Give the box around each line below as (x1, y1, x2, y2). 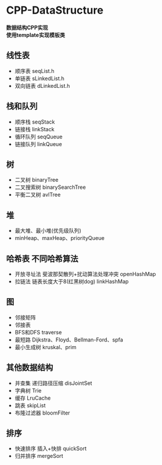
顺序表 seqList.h (14, 67, 55, 74)
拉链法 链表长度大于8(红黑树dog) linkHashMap (14, 278, 129, 285)
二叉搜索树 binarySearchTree (14, 184, 86, 191)
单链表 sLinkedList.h (14, 75, 65, 82)
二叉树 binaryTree (14, 176, 59, 184)
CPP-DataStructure (6, 4, 104, 17)
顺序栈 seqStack (14, 118, 55, 125)
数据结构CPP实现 (6, 24, 49, 31)
